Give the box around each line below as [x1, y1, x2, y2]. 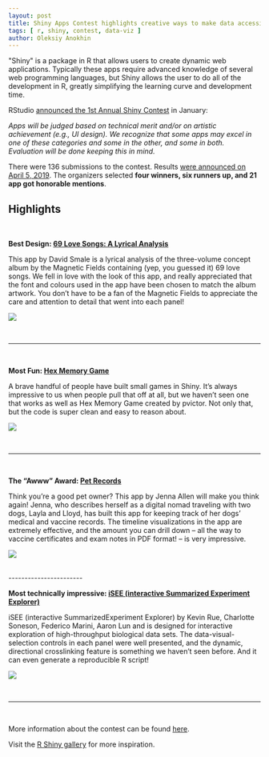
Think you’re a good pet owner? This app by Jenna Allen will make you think [8, 491, 259, 501]
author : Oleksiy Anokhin [8, 34, 91, 42]
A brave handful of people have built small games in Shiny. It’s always [8, 382, 238, 391]
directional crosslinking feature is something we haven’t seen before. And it [8, 647, 257, 656]
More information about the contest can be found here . [8, 724, 190, 734]
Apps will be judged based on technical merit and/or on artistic [8, 121, 217, 130]
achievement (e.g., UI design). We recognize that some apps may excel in [8, 130, 252, 139]
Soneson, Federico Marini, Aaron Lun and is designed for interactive [8, 621, 233, 631]
